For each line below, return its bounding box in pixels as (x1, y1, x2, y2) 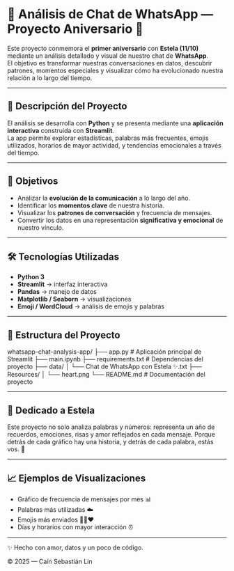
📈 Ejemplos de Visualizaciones (7, 473, 146, 485)
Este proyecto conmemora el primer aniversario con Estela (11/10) (7, 44, 199, 52)
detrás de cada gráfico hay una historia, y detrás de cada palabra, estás (7, 438, 214, 446)
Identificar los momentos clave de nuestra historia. (17, 201, 165, 210)
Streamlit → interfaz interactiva (17, 280, 108, 288)
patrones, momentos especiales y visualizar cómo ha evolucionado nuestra (7, 66, 224, 75)
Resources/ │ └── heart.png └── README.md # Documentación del (7, 370, 205, 379)
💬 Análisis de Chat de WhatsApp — (7, 6, 214, 22)
